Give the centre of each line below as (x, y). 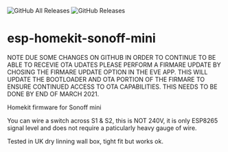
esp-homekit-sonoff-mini (81, 39)
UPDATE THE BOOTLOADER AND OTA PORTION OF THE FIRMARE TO (106, 79)
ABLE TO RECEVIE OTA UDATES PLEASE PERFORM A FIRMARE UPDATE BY (114, 65)
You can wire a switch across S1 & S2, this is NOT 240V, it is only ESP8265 (113, 120)
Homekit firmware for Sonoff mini (54, 107)
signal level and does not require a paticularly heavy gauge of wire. (102, 128)
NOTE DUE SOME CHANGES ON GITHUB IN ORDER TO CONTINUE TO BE (112, 57)
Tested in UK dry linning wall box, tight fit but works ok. (85, 141)
